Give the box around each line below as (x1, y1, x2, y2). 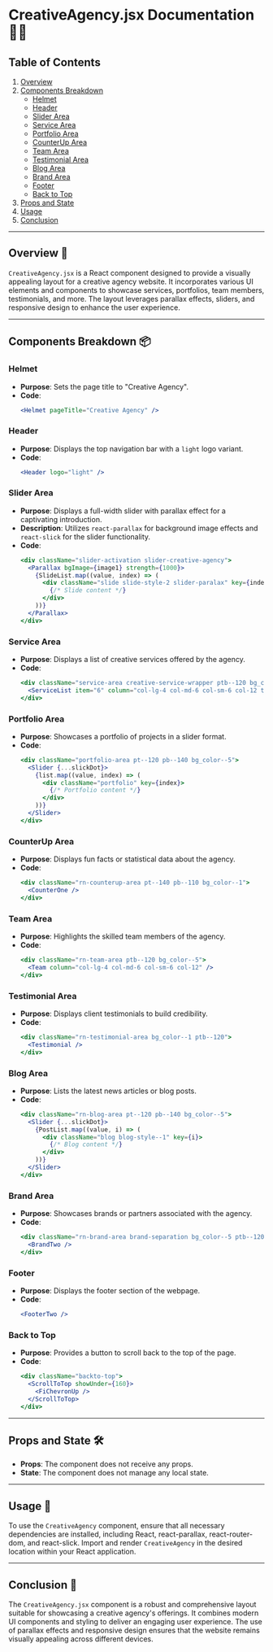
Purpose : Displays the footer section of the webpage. (19, 1285, 201, 1295)
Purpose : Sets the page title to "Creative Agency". (19, 381, 189, 391)
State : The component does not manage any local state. (19, 1468, 209, 1478)
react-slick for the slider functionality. (19, 531, 151, 542)
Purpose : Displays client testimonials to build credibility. (19, 1009, 209, 1018)
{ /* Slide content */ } (50, 586, 127, 595)
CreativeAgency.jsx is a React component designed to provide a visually (8, 268, 251, 277)
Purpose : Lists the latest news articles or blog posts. (19, 1086, 197, 1096)
